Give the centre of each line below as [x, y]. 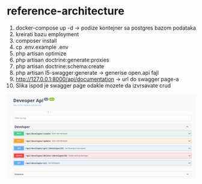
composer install [36, 40]
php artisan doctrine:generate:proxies [62, 60]
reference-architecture [66, 11]
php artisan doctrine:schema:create [60, 66]
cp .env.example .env [42, 47]
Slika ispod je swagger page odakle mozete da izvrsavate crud [93, 85]
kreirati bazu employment [47, 34]
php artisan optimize [41, 53]
